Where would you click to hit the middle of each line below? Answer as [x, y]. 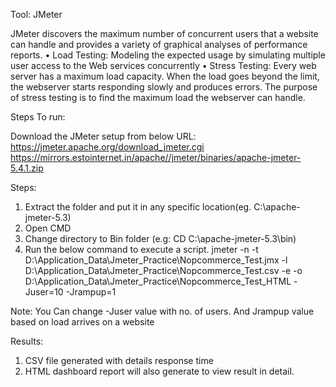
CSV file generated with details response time [119, 360]
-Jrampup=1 [91, 292]
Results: [27, 341]
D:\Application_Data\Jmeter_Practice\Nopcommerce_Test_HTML [158, 281]
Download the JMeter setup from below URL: [103, 136]
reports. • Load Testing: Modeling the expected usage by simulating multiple [168, 55]
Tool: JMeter [36, 14]
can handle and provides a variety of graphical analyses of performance [159, 44]
